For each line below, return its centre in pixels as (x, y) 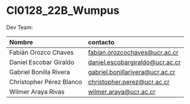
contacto (101, 42)
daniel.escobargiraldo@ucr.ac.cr (134, 62)
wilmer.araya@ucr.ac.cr (122, 91)
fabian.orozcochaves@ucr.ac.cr (133, 52)
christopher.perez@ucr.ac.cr (129, 82)
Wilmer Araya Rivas (37, 91)
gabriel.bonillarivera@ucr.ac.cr (132, 72)
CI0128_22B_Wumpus (63, 11)
